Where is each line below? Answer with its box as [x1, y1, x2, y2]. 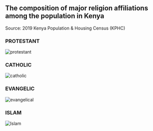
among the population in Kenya [5, 12, 104, 20]
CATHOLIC [5, 61, 32, 68]
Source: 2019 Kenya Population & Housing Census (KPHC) [5, 25, 125, 31]
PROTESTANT [5, 37, 40, 44]
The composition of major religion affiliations [5, 4, 148, 12]
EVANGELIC [5, 85, 35, 92]
